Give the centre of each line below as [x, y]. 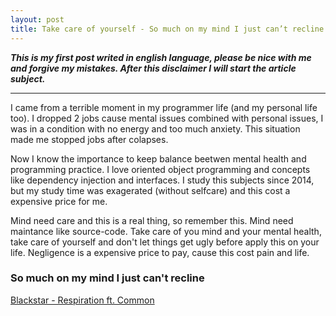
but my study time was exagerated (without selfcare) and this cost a [150, 190]
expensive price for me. [59, 201]
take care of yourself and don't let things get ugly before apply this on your [165, 242]
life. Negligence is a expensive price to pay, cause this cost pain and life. [160, 252]
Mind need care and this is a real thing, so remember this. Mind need [152, 220]
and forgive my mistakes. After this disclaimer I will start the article [153, 68]
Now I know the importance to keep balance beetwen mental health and [158, 158]
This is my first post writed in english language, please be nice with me [161, 57]
